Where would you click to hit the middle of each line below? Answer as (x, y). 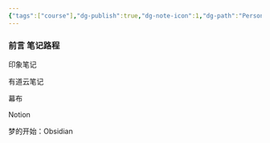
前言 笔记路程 (34, 45)
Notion (19, 114)
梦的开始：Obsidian (41, 131)
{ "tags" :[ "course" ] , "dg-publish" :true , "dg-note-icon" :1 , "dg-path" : (124, 16)
